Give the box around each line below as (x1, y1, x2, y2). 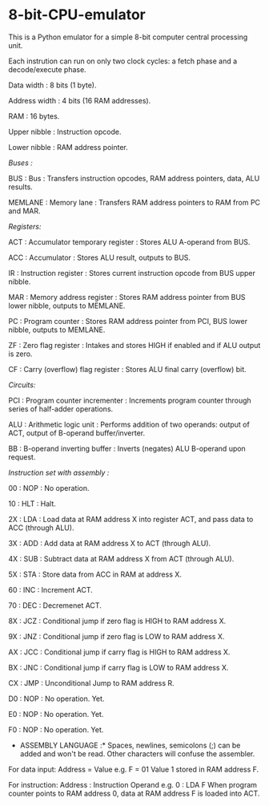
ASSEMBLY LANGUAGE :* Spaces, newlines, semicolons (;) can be (19, 740, 241, 750)
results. (8, 182, 34, 192)
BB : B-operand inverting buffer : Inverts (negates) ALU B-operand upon (8, 444, 246, 453)
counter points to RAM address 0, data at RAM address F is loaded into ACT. (8, 788, 260, 798)
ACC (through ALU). (8, 523, 74, 533)
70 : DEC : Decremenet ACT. (8, 600, 102, 610)
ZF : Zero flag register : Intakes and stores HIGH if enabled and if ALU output (8, 340, 261, 350)
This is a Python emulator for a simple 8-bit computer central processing (8, 32, 248, 42)
